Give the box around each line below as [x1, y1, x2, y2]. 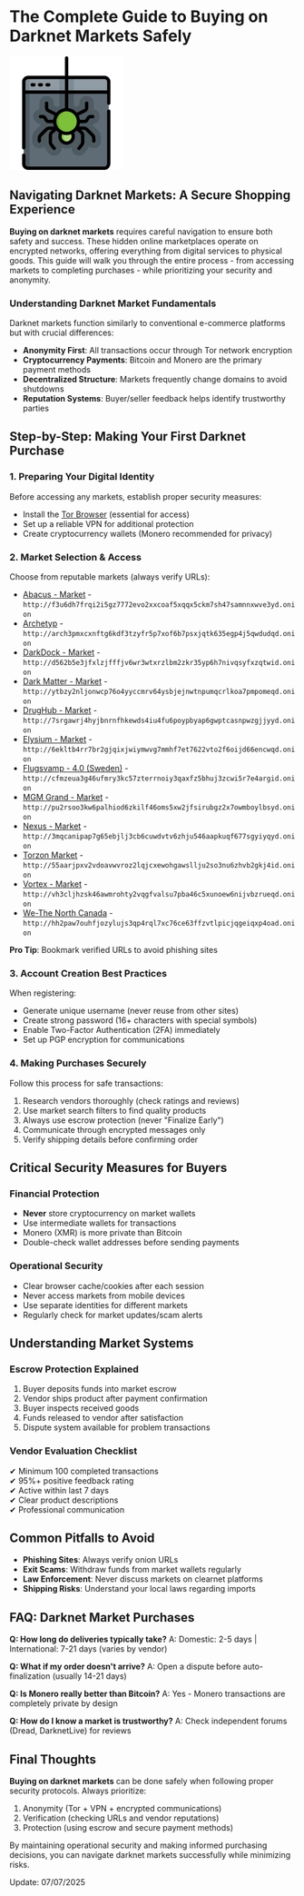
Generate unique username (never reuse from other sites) [22, 1006, 239, 1017]
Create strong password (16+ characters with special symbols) [22, 1015, 258, 1026]
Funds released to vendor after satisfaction [22, 1413, 184, 1424]
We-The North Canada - [22, 908, 113, 918]
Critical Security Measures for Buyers [9, 1160, 228, 1176]
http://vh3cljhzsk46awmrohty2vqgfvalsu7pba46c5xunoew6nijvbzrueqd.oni [22, 890, 296, 899]
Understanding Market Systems [9, 1335, 194, 1351]
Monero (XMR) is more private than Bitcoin [22, 1227, 183, 1238]
